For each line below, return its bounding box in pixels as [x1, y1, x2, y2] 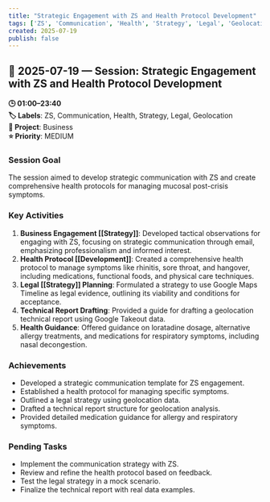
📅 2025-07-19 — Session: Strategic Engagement [8, 64, 256, 77]
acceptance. [19, 297, 62, 306]
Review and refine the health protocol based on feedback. [19, 468, 213, 478]
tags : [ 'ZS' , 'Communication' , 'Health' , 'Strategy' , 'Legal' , [8, 19, 225, 27]
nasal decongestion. [19, 339, 88, 349]
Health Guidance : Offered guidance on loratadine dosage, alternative [19, 322, 251, 332]
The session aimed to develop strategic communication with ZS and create [8, 172, 256, 182]
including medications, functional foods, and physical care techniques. [19, 271, 255, 280]
